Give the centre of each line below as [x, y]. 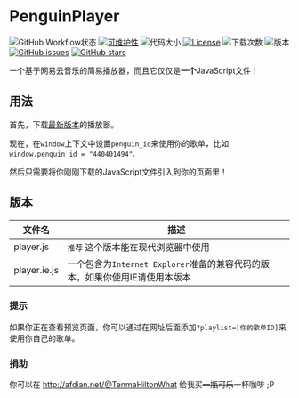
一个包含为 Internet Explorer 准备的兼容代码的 [164, 264]
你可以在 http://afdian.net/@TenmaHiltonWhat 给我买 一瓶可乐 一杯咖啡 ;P [142, 385]
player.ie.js [36, 270]
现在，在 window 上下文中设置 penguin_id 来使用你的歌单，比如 [119, 143]
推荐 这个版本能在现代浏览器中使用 [139, 247]
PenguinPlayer [65, 16]
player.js [32, 247]
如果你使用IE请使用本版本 [138, 277]
